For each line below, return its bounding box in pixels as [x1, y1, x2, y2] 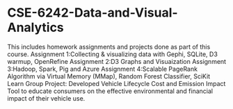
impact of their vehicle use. [7, 94, 86, 102]
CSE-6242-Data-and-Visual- [7, 5, 179, 21]
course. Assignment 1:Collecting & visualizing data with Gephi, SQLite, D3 [7, 50, 218, 58]
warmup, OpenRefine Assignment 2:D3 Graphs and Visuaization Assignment [7, 57, 227, 65]
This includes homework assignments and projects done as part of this [7, 42, 211, 51]
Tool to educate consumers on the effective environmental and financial [7, 87, 214, 95]
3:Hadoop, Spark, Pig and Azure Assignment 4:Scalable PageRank [7, 65, 198, 73]
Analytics [7, 19, 64, 35]
